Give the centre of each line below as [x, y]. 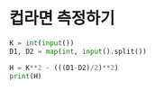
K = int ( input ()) [42, 43]
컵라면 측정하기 [62, 18]
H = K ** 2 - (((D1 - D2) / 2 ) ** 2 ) [64, 67]
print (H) [26, 76]
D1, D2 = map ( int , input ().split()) [78, 51]
